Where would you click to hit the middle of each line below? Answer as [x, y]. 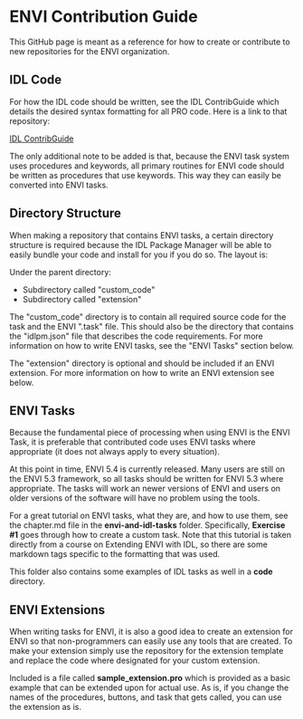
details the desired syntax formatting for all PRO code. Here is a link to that [148, 111]
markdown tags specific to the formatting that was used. [114, 554]
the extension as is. [45, 707]
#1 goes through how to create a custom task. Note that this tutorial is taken [151, 535]
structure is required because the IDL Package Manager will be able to [141, 244]
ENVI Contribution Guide [104, 17]
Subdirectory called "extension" [82, 299]
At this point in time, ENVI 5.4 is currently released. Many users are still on [147, 469]
